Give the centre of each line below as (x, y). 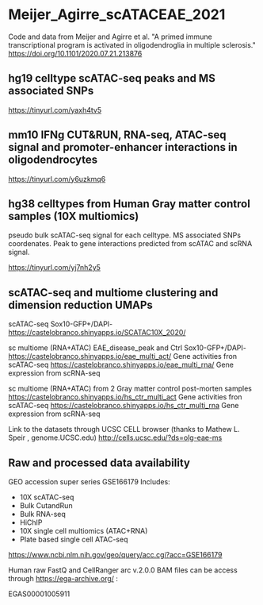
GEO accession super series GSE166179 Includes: (89, 482)
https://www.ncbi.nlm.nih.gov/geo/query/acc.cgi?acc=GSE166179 (115, 555)
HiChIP (31, 522)
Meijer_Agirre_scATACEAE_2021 (117, 15)
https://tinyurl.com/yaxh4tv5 (55, 110)
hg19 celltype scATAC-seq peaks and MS (112, 78)
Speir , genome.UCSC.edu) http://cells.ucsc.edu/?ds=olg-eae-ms (115, 437)
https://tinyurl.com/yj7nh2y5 (55, 268)
